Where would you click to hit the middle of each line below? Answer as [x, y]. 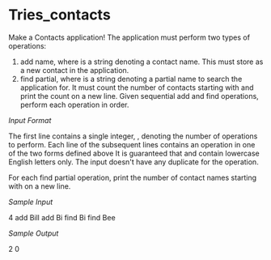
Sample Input [31, 202]
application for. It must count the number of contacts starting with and [137, 87]
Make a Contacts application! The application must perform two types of [129, 37]
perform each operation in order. [74, 104]
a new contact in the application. [74, 70]
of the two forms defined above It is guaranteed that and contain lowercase [134, 153]
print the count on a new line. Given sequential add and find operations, [139, 96]
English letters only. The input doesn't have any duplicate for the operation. [133, 162]
